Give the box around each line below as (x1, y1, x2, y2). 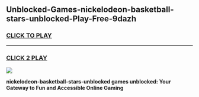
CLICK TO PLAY (6, 32, 52, 40)
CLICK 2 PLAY (6, 53, 47, 62)
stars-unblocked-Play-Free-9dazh (6, 14, 137, 24)
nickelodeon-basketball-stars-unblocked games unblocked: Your (6, 78, 171, 85)
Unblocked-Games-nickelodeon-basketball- (6, 5, 174, 15)
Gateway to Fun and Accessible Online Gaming (6, 84, 124, 91)
